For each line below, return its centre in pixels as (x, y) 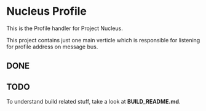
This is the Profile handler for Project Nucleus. (65, 28)
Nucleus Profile (47, 11)
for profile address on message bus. (52, 47)
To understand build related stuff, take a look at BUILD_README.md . (93, 102)
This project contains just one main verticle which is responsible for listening (103, 40)
